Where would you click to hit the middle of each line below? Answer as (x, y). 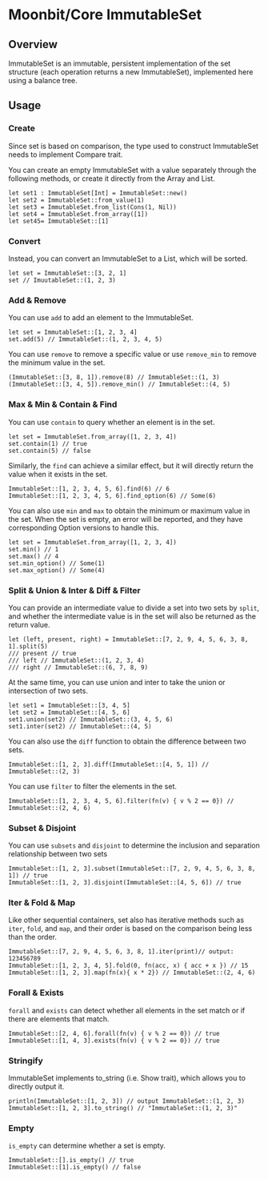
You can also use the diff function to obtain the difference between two (127, 741)
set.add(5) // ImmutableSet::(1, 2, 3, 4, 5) (85, 339)
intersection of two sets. (48, 691)
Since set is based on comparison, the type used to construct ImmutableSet (133, 146)
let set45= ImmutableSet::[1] (59, 221)
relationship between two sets (58, 854)
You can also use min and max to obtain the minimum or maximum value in (129, 511)
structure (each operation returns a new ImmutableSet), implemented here (131, 72)
